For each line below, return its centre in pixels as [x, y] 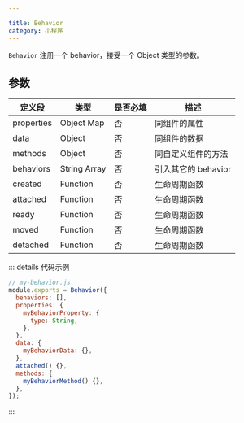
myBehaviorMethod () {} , [63, 381]
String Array [83, 169]
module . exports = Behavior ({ [58, 290]
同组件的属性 [179, 124]
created [27, 184]
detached [31, 245]
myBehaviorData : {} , [58, 351]
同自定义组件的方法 [191, 154]
